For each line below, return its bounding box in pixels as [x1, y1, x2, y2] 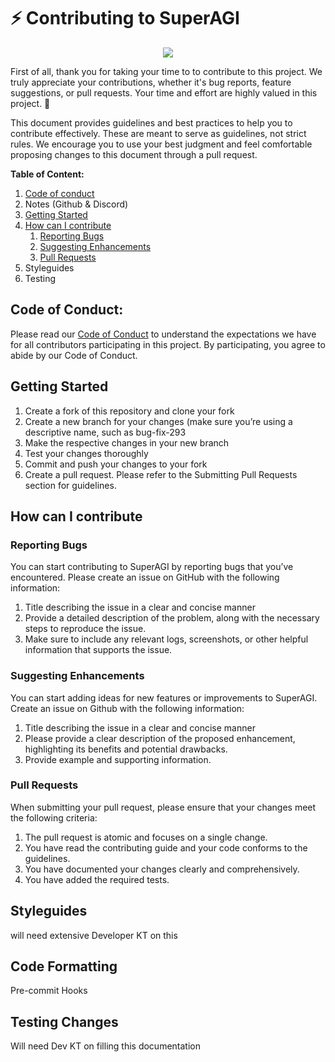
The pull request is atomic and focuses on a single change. [24, 831, 268, 843]
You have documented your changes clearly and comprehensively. [24, 863, 300, 875]
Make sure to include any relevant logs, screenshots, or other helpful [24, 633, 309, 645]
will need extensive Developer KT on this [10, 929, 178, 941]
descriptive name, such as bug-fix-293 [24, 426, 187, 438]
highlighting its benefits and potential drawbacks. [24, 743, 228, 755]
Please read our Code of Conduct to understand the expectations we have [10, 328, 317, 340]
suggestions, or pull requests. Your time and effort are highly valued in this [10, 86, 318, 99]
